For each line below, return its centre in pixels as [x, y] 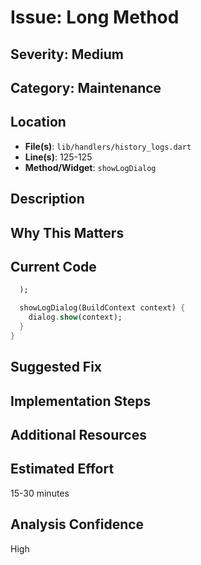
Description [47, 199]
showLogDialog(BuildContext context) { [102, 308]
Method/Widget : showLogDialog [90, 167]
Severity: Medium [67, 54]
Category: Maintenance [86, 87]
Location [38, 122]
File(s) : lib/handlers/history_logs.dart [108, 146]
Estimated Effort [62, 469]
